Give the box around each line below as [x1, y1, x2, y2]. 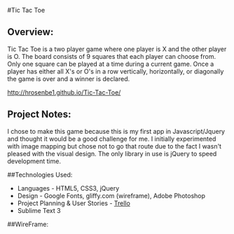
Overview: [7, 26, 54, 38]
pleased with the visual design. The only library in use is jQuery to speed [7, 149, 217, 158]
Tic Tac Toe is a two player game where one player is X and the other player [7, 45, 227, 53]
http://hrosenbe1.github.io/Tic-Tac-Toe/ [7, 88, 121, 97]
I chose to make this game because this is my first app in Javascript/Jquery [7, 127, 226, 135]
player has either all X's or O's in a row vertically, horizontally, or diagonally [7, 67, 224, 76]
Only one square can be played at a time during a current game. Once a [7, 60, 214, 68]
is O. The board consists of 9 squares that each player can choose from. [7, 52, 216, 60]
